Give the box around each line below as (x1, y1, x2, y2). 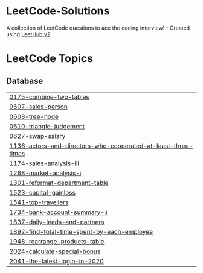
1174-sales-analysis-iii (9, 158, 80, 167)
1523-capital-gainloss (9, 188, 76, 196)
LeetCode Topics (6, 52, 94, 66)
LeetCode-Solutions (6, 4, 110, 18)
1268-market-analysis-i (9, 169, 82, 177)
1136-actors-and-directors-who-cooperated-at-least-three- (9, 142, 193, 150)
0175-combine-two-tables (9, 92, 89, 101)
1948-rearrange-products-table (9, 237, 105, 245)
